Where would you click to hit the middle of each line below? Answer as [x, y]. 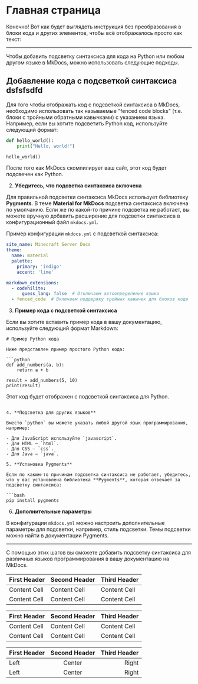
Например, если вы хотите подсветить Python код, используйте [87, 123]
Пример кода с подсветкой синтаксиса [66, 310]
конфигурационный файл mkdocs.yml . [52, 222]
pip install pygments [33, 501]
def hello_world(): [30, 140]
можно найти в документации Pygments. [57, 536]
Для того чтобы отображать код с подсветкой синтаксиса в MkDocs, [93, 105]
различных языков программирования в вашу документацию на [88, 559]
